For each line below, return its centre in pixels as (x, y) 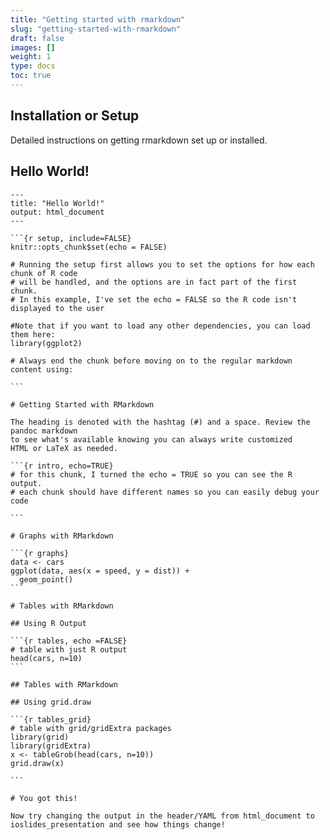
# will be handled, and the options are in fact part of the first (154, 282)
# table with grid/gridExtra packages (91, 728)
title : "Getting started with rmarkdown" (98, 19)
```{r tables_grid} (51, 719)
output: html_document (57, 212)
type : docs (33, 66)
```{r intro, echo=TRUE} (62, 466)
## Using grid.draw (51, 702)
